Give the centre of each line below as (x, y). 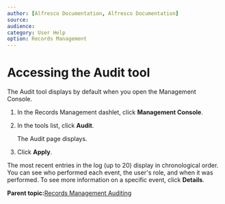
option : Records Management (47, 39)
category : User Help (37, 33)
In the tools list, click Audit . (55, 126)
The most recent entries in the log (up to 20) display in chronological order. (113, 166)
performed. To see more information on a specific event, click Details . (106, 180)
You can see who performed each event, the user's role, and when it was (110, 173)
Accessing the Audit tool (79, 73)
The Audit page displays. (52, 139)
